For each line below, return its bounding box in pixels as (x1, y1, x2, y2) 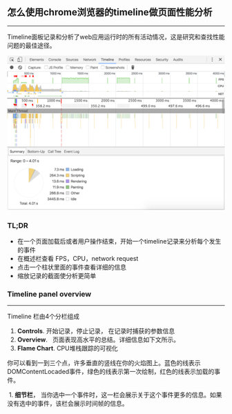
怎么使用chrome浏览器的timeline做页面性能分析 (7, 6, 213, 19)
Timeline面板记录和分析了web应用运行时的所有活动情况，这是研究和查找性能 (7, 32, 226, 41)
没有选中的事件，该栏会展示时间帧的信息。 (7, 400, 128, 408)
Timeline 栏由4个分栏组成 (7, 313, 80, 321)
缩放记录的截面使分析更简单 (17, 271, 97, 279)
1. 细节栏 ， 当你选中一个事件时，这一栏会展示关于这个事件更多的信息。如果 (8, 391, 222, 399)
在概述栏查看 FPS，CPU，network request (17, 254, 139, 262)
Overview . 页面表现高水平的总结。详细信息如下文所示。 (17, 335, 180, 344)
